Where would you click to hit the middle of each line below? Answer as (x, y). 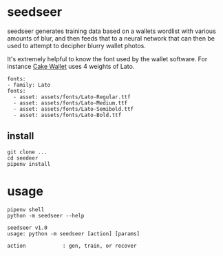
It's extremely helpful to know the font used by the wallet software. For (107, 58)
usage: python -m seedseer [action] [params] (73, 234)
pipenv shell (26, 210)
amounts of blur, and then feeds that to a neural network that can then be (111, 38)
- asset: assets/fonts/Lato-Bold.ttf (67, 115)
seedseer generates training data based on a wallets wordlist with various (112, 31)
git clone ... (28, 152)
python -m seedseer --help (46, 215)
